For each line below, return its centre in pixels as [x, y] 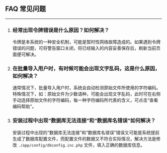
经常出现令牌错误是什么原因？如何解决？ [61, 30]
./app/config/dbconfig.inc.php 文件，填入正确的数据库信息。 [82, 145]
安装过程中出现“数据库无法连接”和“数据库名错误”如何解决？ [84, 121]
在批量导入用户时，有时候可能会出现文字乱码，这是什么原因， [86, 69]
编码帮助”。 [24, 107]
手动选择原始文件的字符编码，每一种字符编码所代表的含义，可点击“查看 [85, 100]
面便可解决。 [25, 54]
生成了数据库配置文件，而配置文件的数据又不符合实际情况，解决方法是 [84, 139]
